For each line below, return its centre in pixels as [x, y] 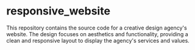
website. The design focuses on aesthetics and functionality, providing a [97, 34]
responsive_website [58, 11]
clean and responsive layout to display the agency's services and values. [98, 40]
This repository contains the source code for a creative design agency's [97, 28]
